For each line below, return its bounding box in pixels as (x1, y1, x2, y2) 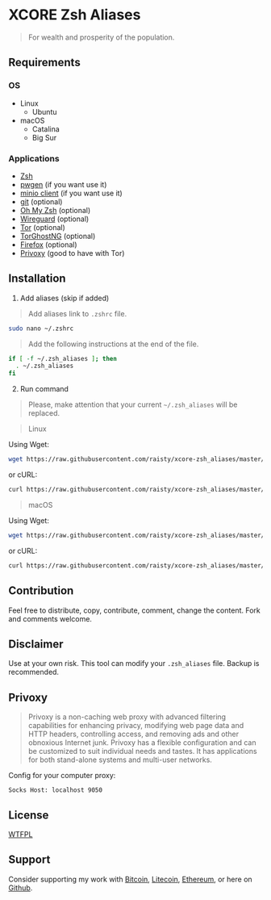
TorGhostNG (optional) (19, 231, 96, 241)
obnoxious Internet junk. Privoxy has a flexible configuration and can (27, 738, 256, 747)
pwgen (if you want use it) (19, 179, 107, 189)
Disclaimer (8, 637, 64, 651)
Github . (8, 882, 33, 893)
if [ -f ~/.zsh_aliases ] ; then (8, 354, 117, 362)
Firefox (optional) (19, 240, 78, 249)
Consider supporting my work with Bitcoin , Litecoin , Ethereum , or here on (8, 874, 252, 884)
